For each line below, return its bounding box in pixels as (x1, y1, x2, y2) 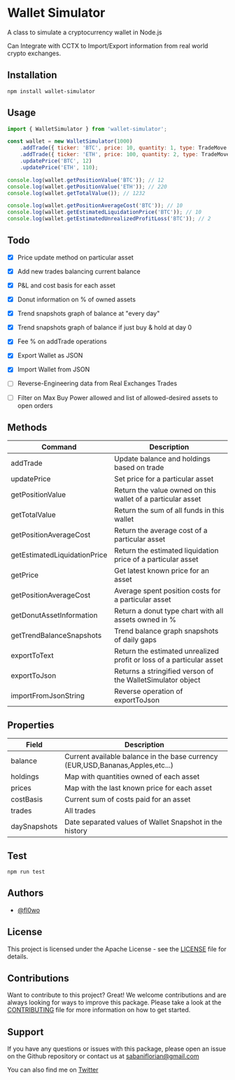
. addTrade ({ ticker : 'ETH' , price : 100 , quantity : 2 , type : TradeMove (20, 151, 230, 158)
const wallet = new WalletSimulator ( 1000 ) (7, 138, 133, 145)
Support (7, 1026, 44, 1038)
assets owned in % (114, 615, 177, 625)
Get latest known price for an (114, 566, 210, 576)
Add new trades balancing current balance (17, 267, 141, 276)
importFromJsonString (10, 691, 85, 701)
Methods (7, 421, 48, 433)
